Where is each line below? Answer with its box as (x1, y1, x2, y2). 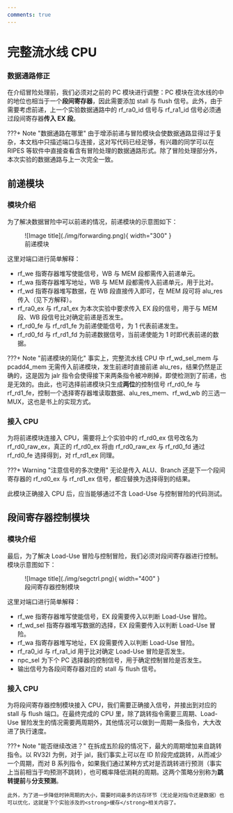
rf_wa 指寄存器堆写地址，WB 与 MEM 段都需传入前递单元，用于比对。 (17, 278, 218, 286)
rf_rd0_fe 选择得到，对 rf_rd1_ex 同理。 (7, 451, 118, 459)
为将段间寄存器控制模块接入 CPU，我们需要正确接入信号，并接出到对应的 (7, 701, 217, 709)
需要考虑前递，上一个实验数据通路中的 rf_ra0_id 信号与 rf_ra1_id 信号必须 (7, 105, 216, 114)
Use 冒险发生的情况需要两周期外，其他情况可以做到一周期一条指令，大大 (7, 718, 216, 727)
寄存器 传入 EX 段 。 (25, 114, 80, 123)
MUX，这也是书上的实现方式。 (7, 397, 95, 406)
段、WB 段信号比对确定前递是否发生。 (17, 312, 127, 321)
